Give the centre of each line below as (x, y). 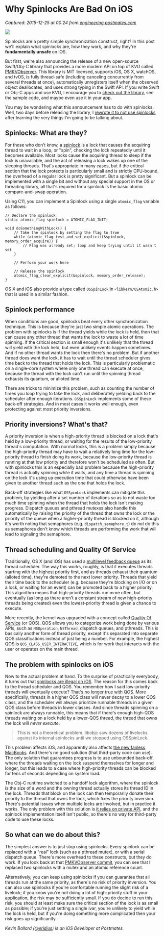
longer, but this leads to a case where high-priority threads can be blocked (81, 768)
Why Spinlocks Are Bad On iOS (69, 9)
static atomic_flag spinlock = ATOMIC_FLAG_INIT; (57, 220)
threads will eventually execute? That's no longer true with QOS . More (76, 692)
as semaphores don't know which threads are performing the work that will (81, 529)
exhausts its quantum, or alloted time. (43, 379)
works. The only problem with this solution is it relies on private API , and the (82, 809)
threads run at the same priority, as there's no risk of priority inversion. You (81, 882)
